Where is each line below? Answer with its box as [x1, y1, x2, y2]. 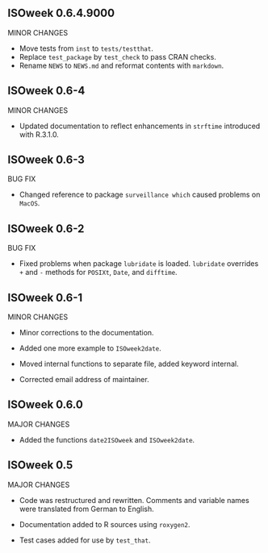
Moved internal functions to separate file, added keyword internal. [19, 359, 239, 369]
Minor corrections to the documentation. [19, 328, 154, 338]
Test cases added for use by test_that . [19, 535, 151, 545]
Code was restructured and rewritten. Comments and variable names [19, 495, 249, 505]
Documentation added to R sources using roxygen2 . [19, 519, 191, 529]
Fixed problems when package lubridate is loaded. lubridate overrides [19, 259, 259, 268]
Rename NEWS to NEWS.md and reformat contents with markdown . [19, 60, 224, 70]
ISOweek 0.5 [7, 459, 73, 472]
